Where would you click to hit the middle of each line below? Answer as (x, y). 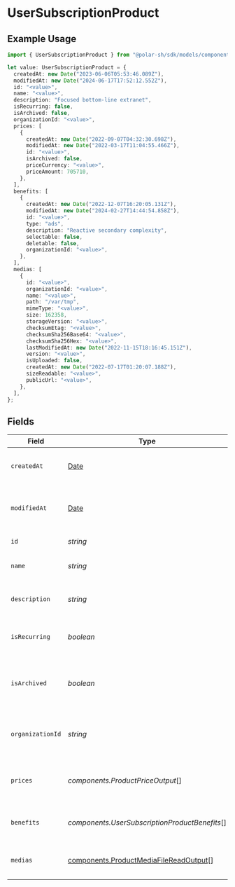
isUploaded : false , (54, 361)
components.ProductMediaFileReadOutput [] (141, 860)
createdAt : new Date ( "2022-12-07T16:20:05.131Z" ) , (101, 205)
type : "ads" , (45, 224)
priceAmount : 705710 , (57, 172)
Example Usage (42, 39)
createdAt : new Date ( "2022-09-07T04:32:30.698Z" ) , (101, 139)
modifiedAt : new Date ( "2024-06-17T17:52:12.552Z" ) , (91, 81)
